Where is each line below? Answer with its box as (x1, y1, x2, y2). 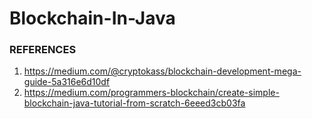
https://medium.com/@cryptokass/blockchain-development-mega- (23, 65, 302, 77)
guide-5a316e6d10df (23, 76, 111, 88)
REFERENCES (9, 43, 77, 57)
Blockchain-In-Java (9, 7, 176, 30)
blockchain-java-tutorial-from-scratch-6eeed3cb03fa (23, 97, 246, 109)
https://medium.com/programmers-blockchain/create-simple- (23, 87, 280, 99)
